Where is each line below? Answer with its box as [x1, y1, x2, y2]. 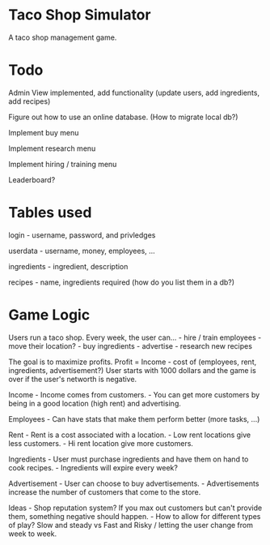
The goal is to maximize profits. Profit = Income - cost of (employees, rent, [8, 357, 257, 367]
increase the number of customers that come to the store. [8, 487, 201, 496]
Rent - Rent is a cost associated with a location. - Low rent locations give [8, 430, 251, 440]
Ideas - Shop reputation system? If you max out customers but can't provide [8, 503, 263, 513]
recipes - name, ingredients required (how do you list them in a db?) [8, 277, 235, 287]
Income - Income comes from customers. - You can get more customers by [8, 389, 260, 399]
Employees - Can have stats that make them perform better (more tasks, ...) [8, 414, 260, 423]
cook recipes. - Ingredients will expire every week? [8, 462, 178, 472]
